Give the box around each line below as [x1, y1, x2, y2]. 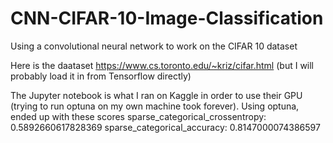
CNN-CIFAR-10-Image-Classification [10, 7, 324, 30]
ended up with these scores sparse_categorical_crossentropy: [10, 110, 267, 122]
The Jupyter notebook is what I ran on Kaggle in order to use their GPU [10, 89, 303, 101]
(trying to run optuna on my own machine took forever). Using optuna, [10, 100, 300, 112]
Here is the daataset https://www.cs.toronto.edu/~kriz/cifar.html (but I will [10, 59, 315, 71]
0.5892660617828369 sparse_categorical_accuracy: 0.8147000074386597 [10, 121, 321, 133]
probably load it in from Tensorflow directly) [10, 70, 192, 82]
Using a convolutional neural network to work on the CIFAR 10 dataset [10, 40, 298, 52]
